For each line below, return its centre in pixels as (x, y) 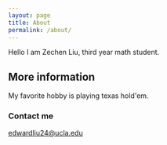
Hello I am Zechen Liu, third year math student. (84, 53)
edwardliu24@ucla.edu (46, 133)
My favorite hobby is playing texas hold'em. (78, 96)
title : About (29, 23)
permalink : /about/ (40, 30)
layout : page (29, 15)
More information (52, 76)
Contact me (31, 116)
